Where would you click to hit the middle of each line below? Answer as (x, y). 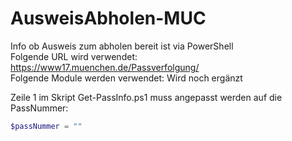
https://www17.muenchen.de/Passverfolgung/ (105, 67)
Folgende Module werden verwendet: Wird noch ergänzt (126, 78)
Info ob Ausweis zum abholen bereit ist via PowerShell (122, 46)
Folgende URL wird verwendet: (74, 56)
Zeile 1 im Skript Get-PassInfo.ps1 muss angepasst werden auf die (146, 97)
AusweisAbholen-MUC (108, 18)
